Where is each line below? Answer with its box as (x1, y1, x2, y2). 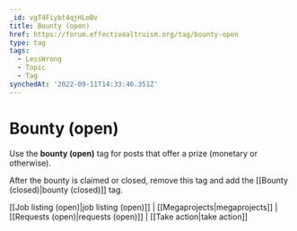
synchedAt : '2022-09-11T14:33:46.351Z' (9, 80, 159, 89)
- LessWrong (17, 55, 63, 64)
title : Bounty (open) (9, 21, 91, 30)
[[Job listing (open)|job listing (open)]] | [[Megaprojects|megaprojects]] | (9, 201, 278, 212)
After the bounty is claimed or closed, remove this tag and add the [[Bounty (9, 175, 289, 185)
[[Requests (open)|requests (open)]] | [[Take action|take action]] (9, 211, 249, 222)
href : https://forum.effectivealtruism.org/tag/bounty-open (9, 30, 240, 38)
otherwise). (9, 158, 52, 168)
